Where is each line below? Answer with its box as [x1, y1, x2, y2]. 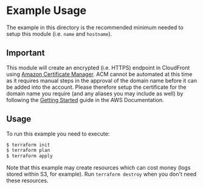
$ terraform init [6, 142, 50, 148]
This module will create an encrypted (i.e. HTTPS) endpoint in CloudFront [6, 64, 190, 71]
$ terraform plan [6, 147, 50, 154]
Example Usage [6, 4, 87, 18]
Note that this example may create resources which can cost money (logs [6, 164, 191, 171]
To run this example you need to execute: [6, 130, 110, 137]
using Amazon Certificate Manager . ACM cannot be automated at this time [6, 70, 193, 78]
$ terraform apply [6, 153, 53, 159]
